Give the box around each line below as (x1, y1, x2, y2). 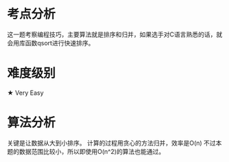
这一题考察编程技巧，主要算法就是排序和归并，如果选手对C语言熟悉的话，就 (7, 30, 223, 38)
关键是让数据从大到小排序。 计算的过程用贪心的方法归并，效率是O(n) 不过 (7, 139, 217, 147)
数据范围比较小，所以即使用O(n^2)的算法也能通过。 (19, 147, 165, 155)
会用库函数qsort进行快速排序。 (7, 38, 95, 47)
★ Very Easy (7, 89, 44, 97)
